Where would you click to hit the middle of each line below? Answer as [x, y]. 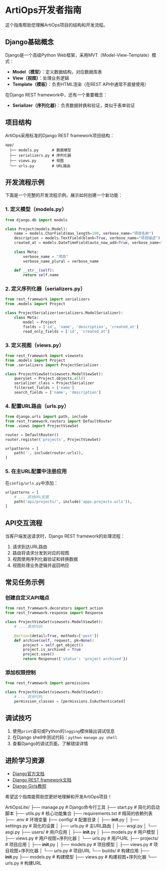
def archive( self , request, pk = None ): [54, 640]
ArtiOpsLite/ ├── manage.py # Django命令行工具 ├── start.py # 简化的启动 [83, 807]
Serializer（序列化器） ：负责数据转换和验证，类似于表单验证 [74, 105]
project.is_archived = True [52, 650]
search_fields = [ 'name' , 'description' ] [57, 393]
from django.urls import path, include [46, 417]
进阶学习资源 [25, 761]
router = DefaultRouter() [32, 435]
